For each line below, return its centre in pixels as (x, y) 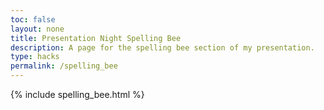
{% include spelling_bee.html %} (77, 94)
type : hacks (35, 57)
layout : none (37, 29)
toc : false (33, 19)
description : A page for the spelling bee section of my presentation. (162, 47)
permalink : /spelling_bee (64, 66)
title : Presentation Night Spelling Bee (96, 38)
